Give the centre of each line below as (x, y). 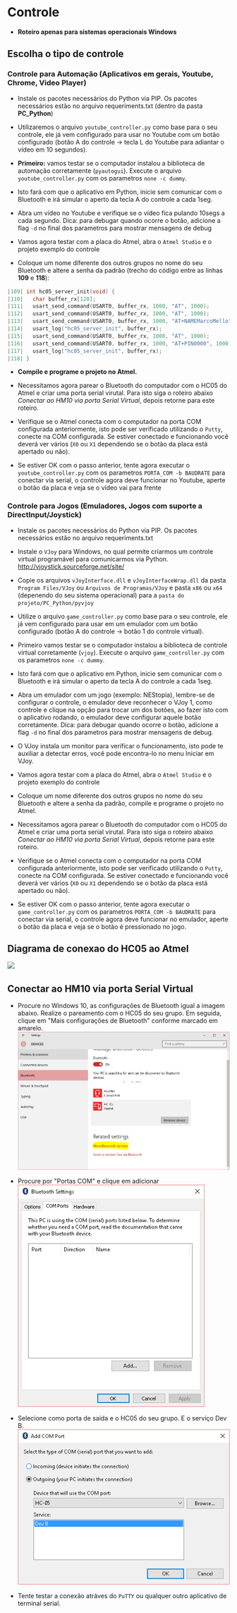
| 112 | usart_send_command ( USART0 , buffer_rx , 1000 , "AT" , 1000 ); (109, 314)
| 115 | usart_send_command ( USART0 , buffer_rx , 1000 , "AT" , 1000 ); (109, 336)
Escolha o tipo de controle (66, 54)
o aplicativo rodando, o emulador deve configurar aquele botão (109, 717)
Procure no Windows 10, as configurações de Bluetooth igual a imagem (121, 1006)
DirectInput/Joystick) (45, 515)
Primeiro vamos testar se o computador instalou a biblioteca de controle (122, 645)
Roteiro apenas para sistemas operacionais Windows (97, 32)
